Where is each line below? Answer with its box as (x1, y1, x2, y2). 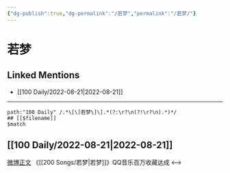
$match (7, 121, 26, 128)
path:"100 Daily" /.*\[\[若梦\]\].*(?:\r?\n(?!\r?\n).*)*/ (7, 108, 177, 115)
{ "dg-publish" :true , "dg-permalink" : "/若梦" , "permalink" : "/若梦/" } (7, 10, 196, 17)
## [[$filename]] (7, 115, 57, 122)
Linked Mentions (7, 69, 80, 81)
